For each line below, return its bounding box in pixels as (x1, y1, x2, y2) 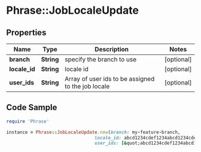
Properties (6, 28, 47, 38)
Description (95, 45, 129, 53)
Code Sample (6, 102, 57, 113)
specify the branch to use (65, 55, 136, 63)
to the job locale (65, 82, 110, 90)
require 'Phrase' (6, 118, 50, 124)
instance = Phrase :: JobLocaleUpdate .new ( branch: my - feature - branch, (6, 129, 181, 135)
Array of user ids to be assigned (65, 75, 155, 83)
